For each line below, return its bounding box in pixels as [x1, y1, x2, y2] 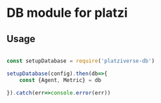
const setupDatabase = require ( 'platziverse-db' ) [6, 57, 155, 64]
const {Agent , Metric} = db [19, 76, 101, 83]
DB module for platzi [6, 5, 128, 21]
